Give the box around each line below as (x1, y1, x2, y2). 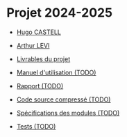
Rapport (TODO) (16, 81, 64, 90)
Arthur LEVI (16, 41, 50, 49)
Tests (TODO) (16, 122, 56, 130)
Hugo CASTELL (16, 28, 62, 36)
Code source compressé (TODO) (16, 95, 111, 104)
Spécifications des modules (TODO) (16, 108, 120, 117)
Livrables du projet (16, 54, 71, 63)
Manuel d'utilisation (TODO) (16, 68, 96, 76)
